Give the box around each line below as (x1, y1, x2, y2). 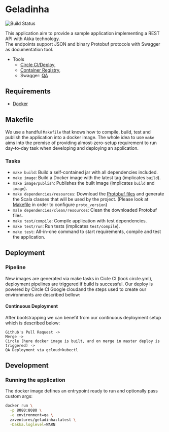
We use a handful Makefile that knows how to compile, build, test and (5, 128, 151, 135)
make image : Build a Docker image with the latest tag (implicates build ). (12, 174, 161, 181)
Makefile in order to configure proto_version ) (12, 202, 108, 208)
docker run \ (5, 403, 33, 408)
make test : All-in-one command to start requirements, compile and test (12, 228, 161, 235)
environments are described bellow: (5, 291, 80, 297)
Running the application (5, 377, 65, 384)
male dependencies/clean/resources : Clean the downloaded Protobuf (12, 207, 157, 213)
